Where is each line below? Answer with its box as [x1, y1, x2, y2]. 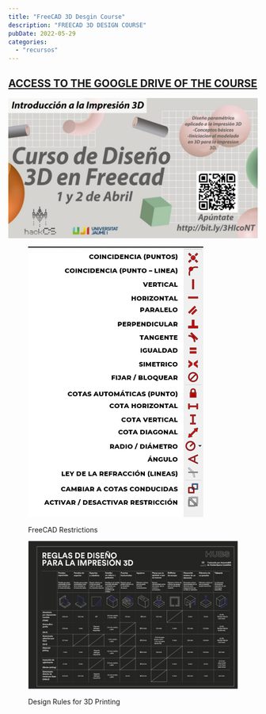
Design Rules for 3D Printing [28, 697, 120, 706]
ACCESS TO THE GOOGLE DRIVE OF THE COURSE [8, 76, 258, 90]
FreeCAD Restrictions [28, 525, 98, 535]
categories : [8, 38, 47, 46]
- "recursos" [15, 46, 59, 55]
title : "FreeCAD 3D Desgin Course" [8, 13, 126, 21]
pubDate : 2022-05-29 [8, 29, 77, 37]
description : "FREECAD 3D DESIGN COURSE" [8, 21, 147, 29]
